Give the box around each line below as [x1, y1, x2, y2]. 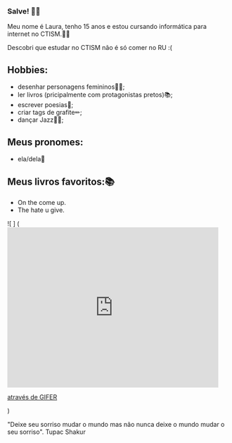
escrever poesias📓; [17, 101, 74, 109]
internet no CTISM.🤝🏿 [7, 30, 70, 38]
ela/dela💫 [17, 154, 46, 163]
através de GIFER [7, 393, 58, 401]
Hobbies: [7, 63, 49, 76]
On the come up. [17, 198, 67, 206]
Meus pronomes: [7, 136, 84, 148]
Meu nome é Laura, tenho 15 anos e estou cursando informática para [7, 23, 207, 31]
